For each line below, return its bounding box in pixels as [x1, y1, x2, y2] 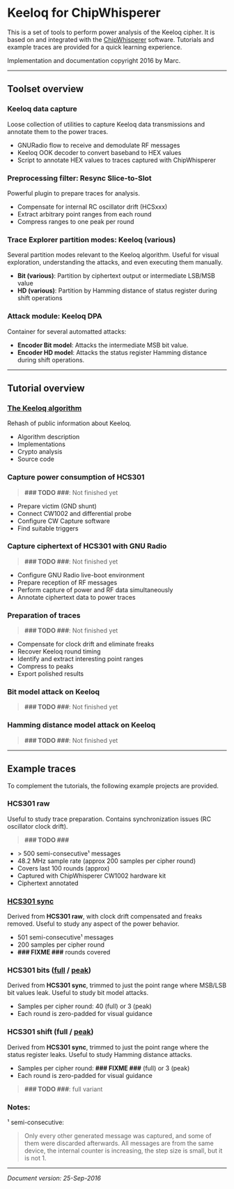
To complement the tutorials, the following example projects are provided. [7, 781, 219, 790]
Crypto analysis [17, 448, 63, 456]
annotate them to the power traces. [7, 127, 109, 135]
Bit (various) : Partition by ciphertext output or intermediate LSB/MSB [17, 272, 216, 280]
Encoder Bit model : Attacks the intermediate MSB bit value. [17, 341, 189, 349]
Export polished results [17, 670, 84, 678]
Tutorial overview [7, 382, 85, 394]
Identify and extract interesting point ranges [17, 655, 144, 663]
